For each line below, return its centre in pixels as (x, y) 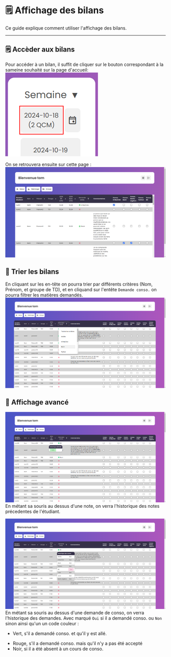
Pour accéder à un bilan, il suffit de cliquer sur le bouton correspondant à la (84, 64)
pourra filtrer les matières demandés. (44, 295)
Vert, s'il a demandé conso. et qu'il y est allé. (60, 633)
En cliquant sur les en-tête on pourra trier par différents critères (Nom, (79, 284)
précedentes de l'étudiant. (33, 511)
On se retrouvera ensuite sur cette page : (48, 164)
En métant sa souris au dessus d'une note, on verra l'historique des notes (82, 506)
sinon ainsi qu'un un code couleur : (42, 624)
